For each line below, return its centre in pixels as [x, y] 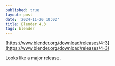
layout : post [19, 15]
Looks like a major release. [33, 58]
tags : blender [20, 29]
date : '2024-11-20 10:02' [32, 19]
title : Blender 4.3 [26, 24]
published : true [22, 10]
